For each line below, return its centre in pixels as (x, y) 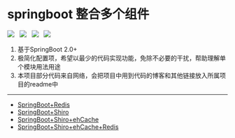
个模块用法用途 (39, 66)
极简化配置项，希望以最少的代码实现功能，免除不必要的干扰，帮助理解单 (121, 58)
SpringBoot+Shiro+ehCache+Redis (68, 127)
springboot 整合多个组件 (78, 14)
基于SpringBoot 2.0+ (47, 49)
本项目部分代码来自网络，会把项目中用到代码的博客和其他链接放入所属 (119, 75)
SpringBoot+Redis (43, 105)
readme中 (44, 84)
